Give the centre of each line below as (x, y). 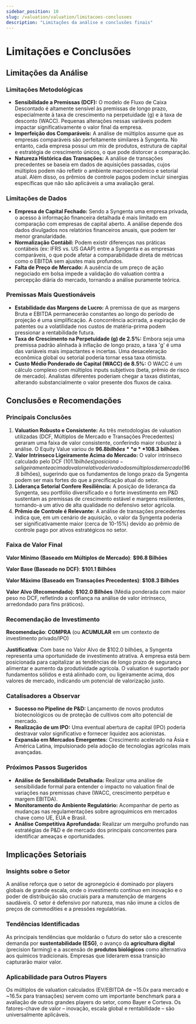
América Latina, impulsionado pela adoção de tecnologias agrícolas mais (102, 746)
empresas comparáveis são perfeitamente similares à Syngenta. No (96, 140)
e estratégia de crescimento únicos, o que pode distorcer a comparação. (102, 152)
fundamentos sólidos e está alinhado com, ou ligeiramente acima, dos (90, 675)
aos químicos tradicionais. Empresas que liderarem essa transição (86, 955)
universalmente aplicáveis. (38, 1015)
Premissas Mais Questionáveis (51, 295)
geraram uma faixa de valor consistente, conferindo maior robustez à (98, 442)
